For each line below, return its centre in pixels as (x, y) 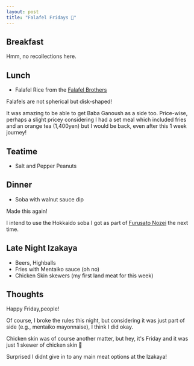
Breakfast (25, 42)
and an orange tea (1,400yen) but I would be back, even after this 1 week (96, 126)
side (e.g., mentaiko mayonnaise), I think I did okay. (70, 327)
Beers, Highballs (35, 262)
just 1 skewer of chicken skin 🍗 (44, 345)
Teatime (22, 151)
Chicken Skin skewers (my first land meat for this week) (84, 276)
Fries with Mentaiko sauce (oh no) (57, 269)
